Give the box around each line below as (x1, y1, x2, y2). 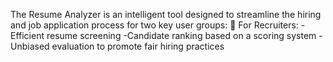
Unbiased (10, 40, 50, 52)
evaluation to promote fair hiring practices (51, 40, 225, 52)
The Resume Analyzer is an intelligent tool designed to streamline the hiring (10, 9, 322, 20)
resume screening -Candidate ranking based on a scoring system (46, 30, 317, 41)
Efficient (10, 30, 45, 41)
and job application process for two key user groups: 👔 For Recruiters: (10, 19, 299, 31)
